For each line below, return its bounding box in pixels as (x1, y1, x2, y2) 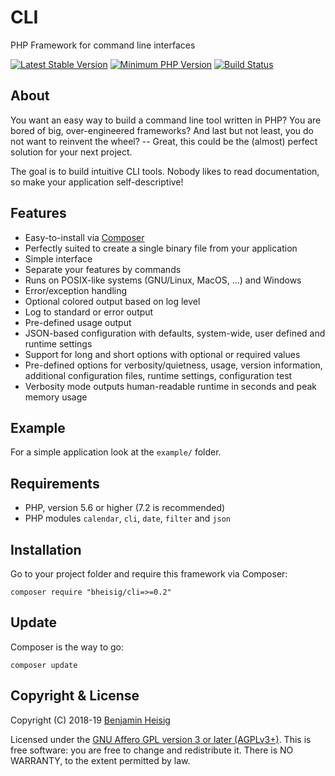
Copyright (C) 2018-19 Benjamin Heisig (10, 714, 171, 726)
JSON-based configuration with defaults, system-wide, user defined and (24, 327, 326, 339)
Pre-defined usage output (24, 316, 132, 328)
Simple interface (24, 252, 93, 265)
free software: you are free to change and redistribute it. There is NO (10, 744, 294, 756)
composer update (10, 660, 78, 670)
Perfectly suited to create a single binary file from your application (24, 242, 298, 254)
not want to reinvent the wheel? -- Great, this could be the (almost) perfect (10, 135, 318, 147)
